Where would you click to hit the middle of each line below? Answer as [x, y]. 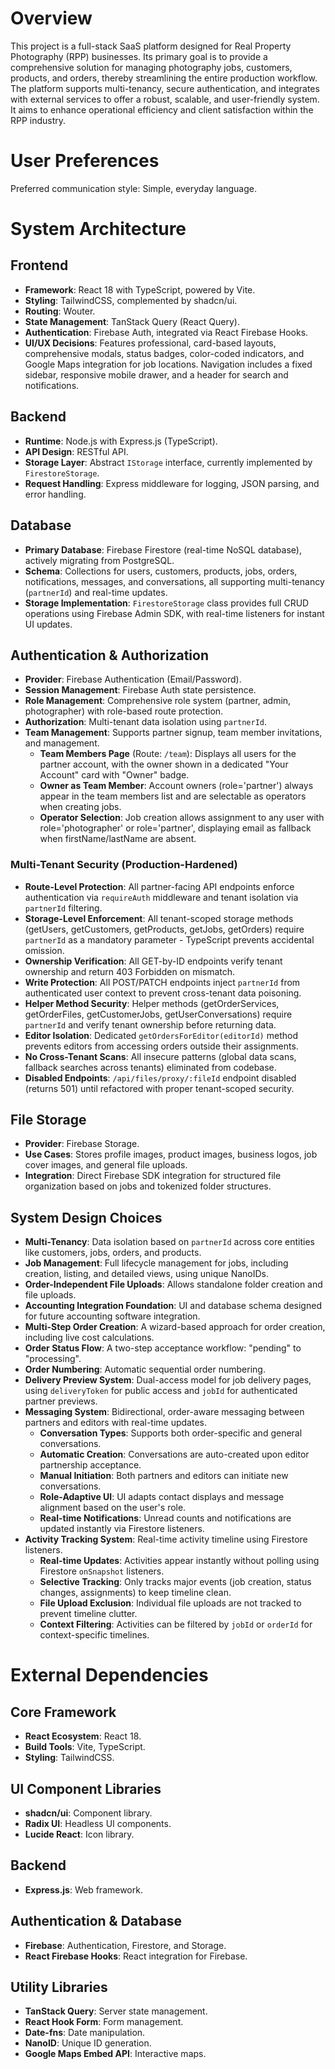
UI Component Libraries [86, 1788]
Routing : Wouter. [60, 311]
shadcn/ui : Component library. [88, 1813]
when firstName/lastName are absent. [118, 839]
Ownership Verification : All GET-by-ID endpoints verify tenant [153, 961]
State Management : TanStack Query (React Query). [132, 321]
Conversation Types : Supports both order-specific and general [171, 1433]
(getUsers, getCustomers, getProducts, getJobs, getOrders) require [164, 929]
